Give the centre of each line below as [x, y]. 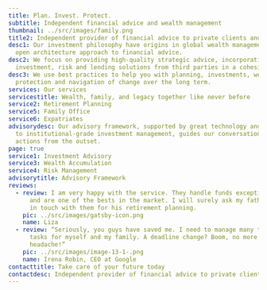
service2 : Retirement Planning [60, 104]
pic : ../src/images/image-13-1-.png [83, 252]
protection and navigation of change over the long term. [114, 82]
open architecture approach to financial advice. [99, 52]
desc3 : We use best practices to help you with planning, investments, [129, 75]
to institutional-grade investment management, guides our [115, 133]
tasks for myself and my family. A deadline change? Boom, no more [143, 238]
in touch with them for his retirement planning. [113, 207]
